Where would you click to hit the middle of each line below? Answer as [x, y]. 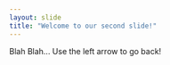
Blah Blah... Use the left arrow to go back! [85, 51]
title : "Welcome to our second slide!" [83, 26]
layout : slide [36, 17]
